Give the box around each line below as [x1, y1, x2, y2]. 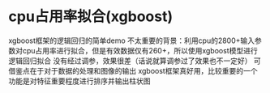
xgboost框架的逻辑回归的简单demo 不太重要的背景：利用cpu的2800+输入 [8, 36, 255, 45]
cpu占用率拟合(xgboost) [8, 7, 173, 26]
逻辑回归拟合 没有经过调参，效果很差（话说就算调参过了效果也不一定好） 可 [8, 56, 261, 66]
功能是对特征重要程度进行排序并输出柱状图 [8, 76, 151, 86]
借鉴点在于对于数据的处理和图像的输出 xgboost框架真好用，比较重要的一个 [8, 66, 258, 75]
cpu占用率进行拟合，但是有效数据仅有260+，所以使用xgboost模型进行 [22, 45, 258, 55]
